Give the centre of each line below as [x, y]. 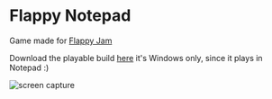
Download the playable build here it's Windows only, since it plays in [136, 58]
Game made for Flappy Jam [61, 40]
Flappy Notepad [70, 16]
